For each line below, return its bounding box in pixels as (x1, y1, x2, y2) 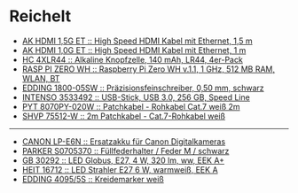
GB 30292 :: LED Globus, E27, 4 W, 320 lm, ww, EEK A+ (21, 155, 224, 166)
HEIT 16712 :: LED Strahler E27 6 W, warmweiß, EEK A (21, 164, 219, 174)
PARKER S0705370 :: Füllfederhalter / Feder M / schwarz (21, 145, 230, 156)
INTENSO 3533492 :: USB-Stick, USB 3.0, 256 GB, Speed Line (21, 91, 250, 103)
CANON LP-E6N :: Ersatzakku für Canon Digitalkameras (21, 135, 226, 147)
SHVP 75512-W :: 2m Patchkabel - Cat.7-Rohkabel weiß (21, 111, 226, 121)
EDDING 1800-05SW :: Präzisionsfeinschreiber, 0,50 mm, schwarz (21, 82, 264, 93)
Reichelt (9, 6, 72, 27)
